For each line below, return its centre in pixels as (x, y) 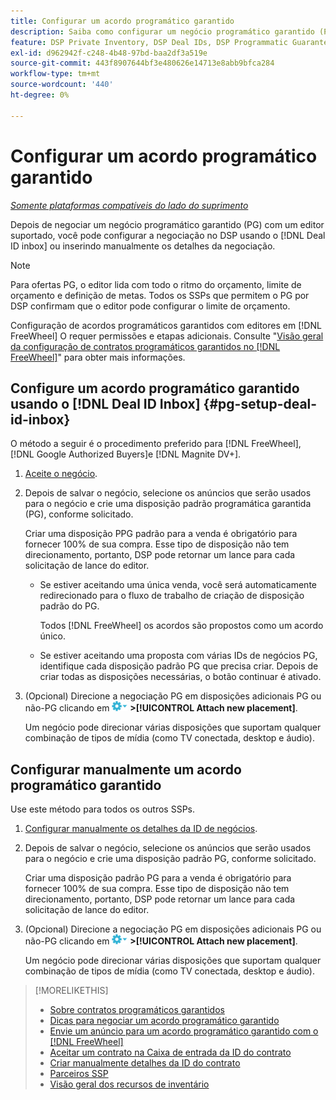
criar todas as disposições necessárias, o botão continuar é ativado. (180, 677)
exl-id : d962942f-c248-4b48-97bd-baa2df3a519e (109, 53)
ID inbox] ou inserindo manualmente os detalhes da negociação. (143, 246)
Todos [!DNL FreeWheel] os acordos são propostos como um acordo (181, 626)
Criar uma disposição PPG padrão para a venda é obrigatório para (161, 534)
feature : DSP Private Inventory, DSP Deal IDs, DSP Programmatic (149, 42)
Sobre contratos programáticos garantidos (137, 1010)
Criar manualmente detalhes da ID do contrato (145, 1063)
